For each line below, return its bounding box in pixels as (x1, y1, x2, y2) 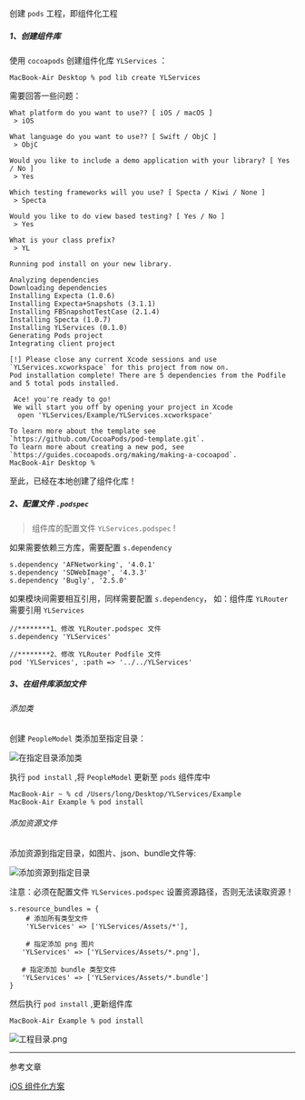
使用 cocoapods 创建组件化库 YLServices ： (9, 55, 168, 65)
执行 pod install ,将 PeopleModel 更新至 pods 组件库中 (9, 771, 211, 782)
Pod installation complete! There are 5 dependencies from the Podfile (9, 371, 286, 380)
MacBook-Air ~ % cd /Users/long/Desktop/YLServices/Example (9, 789, 242, 798)
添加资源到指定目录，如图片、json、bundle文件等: (9, 847, 197, 858)
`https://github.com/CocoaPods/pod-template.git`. (9, 435, 205, 444)
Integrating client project (9, 339, 116, 348)
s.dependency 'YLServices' (9, 632, 112, 641)
